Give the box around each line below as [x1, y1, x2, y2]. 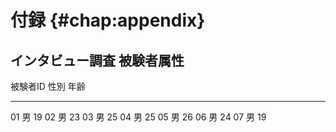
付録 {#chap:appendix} [10, 9, 206, 32]
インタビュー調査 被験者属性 [10, 52, 185, 69]
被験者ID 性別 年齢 [10, 81, 86, 92]
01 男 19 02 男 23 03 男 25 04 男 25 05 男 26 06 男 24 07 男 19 [10, 111, 267, 123]
